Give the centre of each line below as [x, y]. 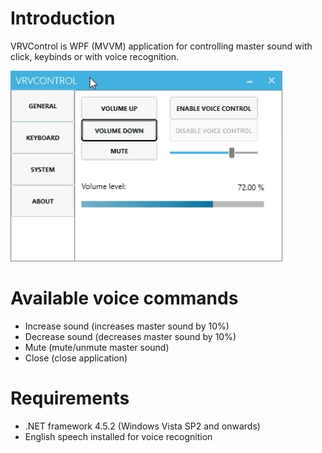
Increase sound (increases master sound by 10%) [127, 326]
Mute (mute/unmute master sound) [97, 347]
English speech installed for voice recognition [118, 436]
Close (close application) [76, 358]
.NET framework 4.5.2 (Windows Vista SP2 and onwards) [142, 426]
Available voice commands [124, 298]
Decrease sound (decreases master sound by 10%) [130, 336]
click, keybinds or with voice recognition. [94, 56]
